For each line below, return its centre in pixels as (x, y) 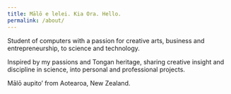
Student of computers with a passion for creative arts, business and (106, 40)
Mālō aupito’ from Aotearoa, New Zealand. (69, 83)
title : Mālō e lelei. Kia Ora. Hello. (64, 14)
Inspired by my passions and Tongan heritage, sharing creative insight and (116, 61)
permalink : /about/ (36, 20)
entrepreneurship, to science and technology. (73, 48)
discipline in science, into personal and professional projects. (96, 69)
